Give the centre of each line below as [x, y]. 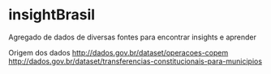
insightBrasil [52, 15]
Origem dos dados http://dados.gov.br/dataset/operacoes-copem [118, 52]
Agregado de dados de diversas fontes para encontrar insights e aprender [133, 37]
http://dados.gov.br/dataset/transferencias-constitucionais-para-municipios [135, 61]
